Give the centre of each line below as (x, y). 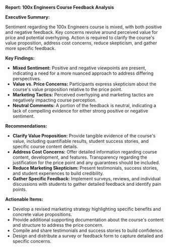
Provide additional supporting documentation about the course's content (88, 220)
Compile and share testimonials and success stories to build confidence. (88, 230)
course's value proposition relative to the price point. (67, 89)
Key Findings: (20, 58)
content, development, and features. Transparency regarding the (80, 157)
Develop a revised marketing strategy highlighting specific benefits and (87, 209)
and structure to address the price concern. (58, 225)
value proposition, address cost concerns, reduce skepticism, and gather (81, 43)
